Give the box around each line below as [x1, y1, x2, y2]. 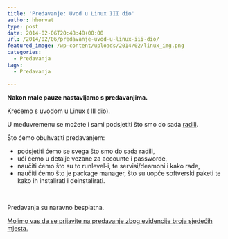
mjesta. [7, 224, 28, 232]
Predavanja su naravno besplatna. [7, 203, 105, 211]
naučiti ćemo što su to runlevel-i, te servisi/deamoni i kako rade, [17, 161, 200, 170]
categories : [7, 49, 42, 56]
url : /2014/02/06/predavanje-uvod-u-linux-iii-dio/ [7, 36, 159, 43]
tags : [7, 62, 23, 69]
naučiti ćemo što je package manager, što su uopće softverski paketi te [17, 169, 221, 177]
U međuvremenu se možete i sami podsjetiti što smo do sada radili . [7, 120, 199, 128]
